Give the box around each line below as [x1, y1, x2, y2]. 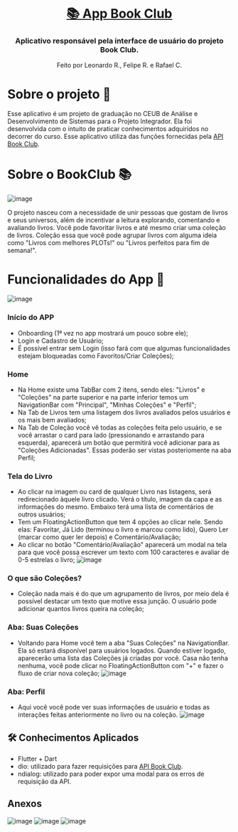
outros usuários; [17, 510, 66, 519]
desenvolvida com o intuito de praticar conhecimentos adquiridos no [7, 125, 209, 133]
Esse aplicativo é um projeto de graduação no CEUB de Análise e [7, 110, 198, 118]
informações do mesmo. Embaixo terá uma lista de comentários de [17, 503, 214, 511]
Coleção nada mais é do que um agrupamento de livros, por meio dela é [17, 589, 229, 598]
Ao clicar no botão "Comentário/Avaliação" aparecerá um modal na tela [17, 541, 227, 549]
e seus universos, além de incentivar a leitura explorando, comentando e [7, 216, 220, 224]
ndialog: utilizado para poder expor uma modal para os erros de [17, 769, 205, 778]
